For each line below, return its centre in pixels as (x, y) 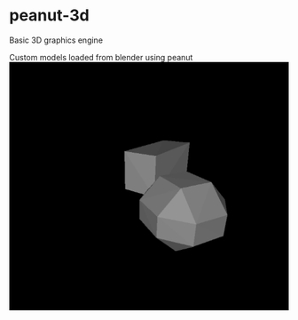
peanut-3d (50, 16)
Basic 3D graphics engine (56, 40)
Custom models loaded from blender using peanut (101, 57)
